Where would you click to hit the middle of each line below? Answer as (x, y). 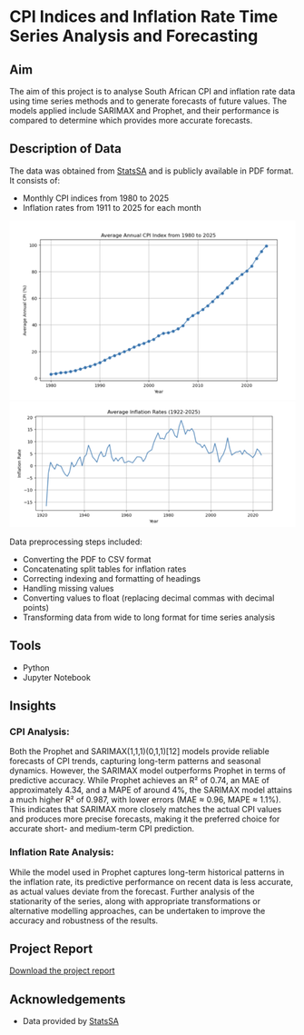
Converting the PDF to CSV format (87, 559)
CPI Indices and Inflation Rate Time (144, 17)
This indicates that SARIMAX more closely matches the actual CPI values (146, 810)
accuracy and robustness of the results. (84, 921)
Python (36, 667)
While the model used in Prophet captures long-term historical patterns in (147, 872)
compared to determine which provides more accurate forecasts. (131, 120)
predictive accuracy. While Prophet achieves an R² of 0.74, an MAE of (139, 781)
